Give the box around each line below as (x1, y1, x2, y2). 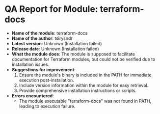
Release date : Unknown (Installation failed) (11, 46, 99, 52)
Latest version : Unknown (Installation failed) (11, 40, 102, 46)
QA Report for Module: (4, 3, 99, 15)
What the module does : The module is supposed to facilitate (11, 51, 135, 57)
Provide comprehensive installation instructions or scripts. (19, 87, 137, 93)
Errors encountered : (11, 92, 54, 99)
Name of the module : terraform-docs (11, 30, 88, 36)
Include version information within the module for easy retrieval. (19, 82, 148, 88)
